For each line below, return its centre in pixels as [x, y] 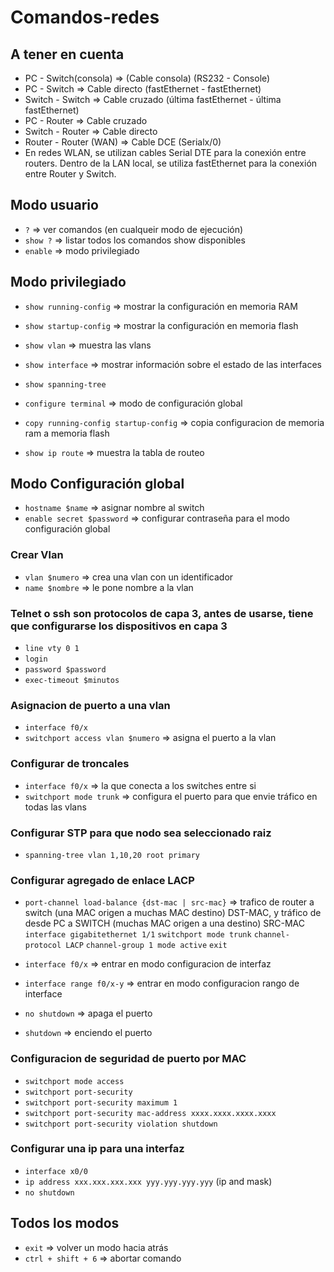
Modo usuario [54, 205]
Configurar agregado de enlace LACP [102, 880]
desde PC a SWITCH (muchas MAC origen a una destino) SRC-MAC [164, 923]
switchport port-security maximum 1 [101, 1102]
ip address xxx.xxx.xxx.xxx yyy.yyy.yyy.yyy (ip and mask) [148, 1181]
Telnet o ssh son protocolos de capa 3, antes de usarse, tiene [162, 613]
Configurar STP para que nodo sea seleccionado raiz [141, 833]
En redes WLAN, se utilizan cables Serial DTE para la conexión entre [165, 152]
